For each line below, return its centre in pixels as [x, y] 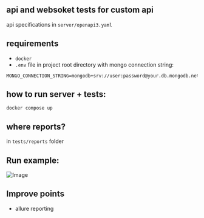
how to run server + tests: [56, 94]
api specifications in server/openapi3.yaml [59, 24]
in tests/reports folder [35, 141]
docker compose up [29, 108]
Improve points [36, 194]
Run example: [33, 160]
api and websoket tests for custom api [80, 10]
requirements [32, 44]
